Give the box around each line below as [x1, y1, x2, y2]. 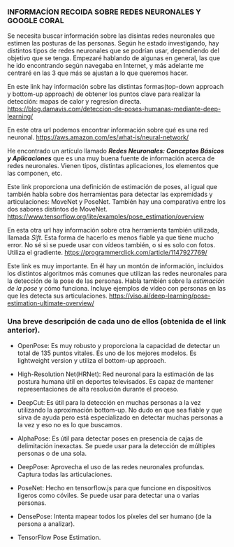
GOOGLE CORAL [7, 15, 64, 25]
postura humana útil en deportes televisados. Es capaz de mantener [17, 377, 214, 385]
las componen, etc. [7, 169, 63, 178]
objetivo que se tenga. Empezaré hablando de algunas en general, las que [7, 54, 221, 62]
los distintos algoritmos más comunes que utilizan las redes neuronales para [7, 270, 228, 278]
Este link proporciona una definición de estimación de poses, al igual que [7, 183, 218, 191]
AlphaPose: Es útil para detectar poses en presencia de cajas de [17, 434, 203, 443]
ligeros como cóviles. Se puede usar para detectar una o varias [17, 491, 200, 499]
